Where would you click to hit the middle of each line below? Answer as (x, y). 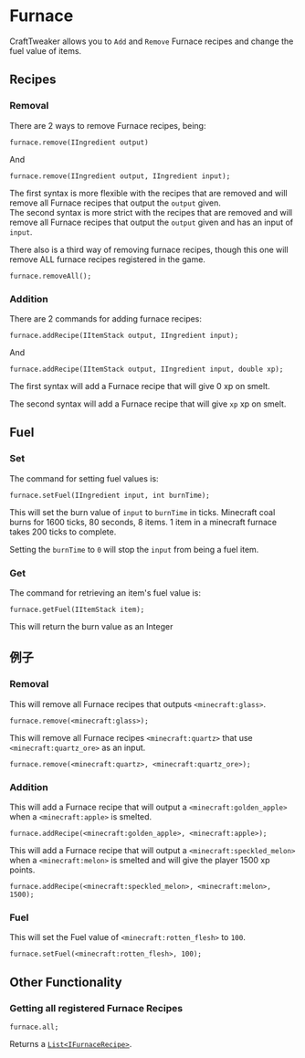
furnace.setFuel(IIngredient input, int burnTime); (110, 495)
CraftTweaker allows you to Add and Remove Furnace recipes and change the (152, 41)
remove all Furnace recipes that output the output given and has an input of (152, 222)
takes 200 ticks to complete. (63, 532)
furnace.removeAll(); (51, 276)
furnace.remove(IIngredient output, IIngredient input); (120, 176)
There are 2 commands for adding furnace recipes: (106, 318)
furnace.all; (34, 1027)
